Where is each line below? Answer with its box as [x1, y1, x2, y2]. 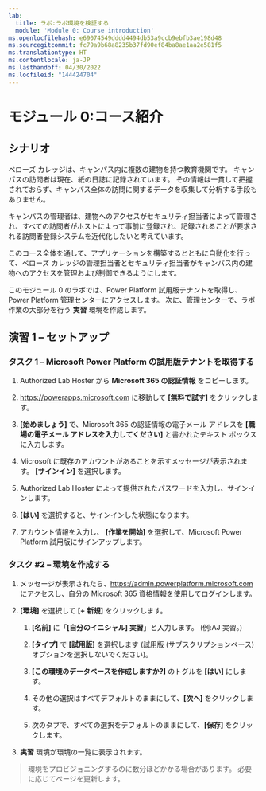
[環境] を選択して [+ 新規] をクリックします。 [19, 605, 168, 615]
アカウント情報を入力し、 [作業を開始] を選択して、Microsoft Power [19, 527, 243, 537]
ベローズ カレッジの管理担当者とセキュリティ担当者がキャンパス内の [21, 258, 246, 268]
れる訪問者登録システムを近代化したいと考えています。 [8, 231, 188, 241]
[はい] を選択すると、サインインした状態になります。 [19, 511, 194, 520]
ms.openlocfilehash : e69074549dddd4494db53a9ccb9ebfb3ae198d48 [8, 33, 222, 42]
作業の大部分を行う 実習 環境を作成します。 [8, 304, 151, 315]
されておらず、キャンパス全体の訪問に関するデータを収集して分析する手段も [8, 184, 258, 194]
